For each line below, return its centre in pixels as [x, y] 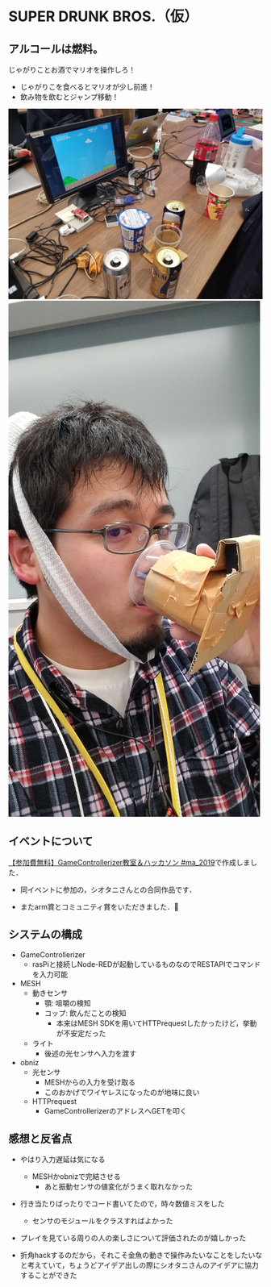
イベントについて [51, 841]
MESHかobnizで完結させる [76, 1177]
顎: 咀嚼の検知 [67, 1003]
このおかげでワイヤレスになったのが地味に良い [122, 1092]
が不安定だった [81, 1033]
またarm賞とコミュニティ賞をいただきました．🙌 [99, 906]
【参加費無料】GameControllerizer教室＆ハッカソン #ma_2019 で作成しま [129, 862]
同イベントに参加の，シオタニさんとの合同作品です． [108, 889]
